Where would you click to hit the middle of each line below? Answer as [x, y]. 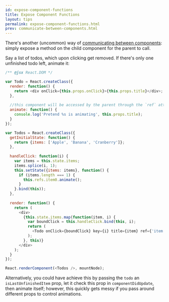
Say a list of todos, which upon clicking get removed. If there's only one [79, 58]
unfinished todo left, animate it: [37, 63]
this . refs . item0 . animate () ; [53, 180]
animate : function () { [33, 110]
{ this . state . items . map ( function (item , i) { [69, 217]
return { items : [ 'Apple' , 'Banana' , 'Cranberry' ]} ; [69, 142]
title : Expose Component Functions [43, 15]
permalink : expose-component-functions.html [53, 24]
